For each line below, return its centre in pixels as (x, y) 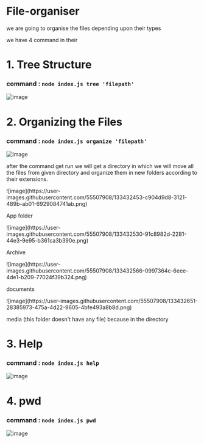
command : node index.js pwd (51, 420)
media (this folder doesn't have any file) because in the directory (87, 319)
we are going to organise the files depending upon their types (84, 28)
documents (20, 289)
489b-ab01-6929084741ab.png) (47, 203)
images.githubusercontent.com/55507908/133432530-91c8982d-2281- (97, 234)
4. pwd (24, 401)
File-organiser (43, 11)
